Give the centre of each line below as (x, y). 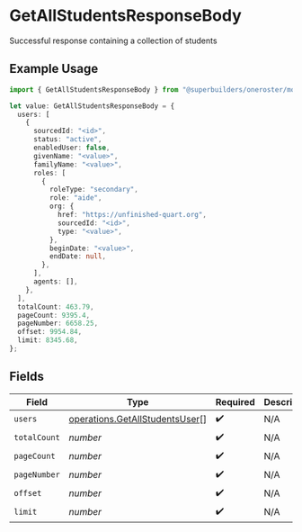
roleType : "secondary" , (94, 190)
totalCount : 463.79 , (56, 307)
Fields (27, 377)
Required (235, 401)
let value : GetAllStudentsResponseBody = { (92, 106)
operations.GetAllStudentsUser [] (138, 419)
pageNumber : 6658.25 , (58, 324)
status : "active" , (67, 140)
